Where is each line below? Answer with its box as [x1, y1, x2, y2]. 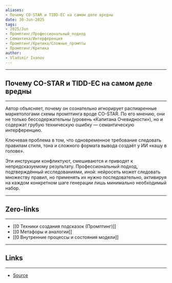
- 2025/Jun [5, 27, 29, 32]
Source [12, 272, 28, 278]
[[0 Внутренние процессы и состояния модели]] [12, 234, 119, 240]
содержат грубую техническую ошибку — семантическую [5, 122, 135, 128]
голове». [5, 148, 25, 154]
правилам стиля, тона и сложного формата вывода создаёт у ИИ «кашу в [5, 143, 167, 149]
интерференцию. [5, 127, 42, 133]
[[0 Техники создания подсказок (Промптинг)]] [12, 224, 116, 229]
